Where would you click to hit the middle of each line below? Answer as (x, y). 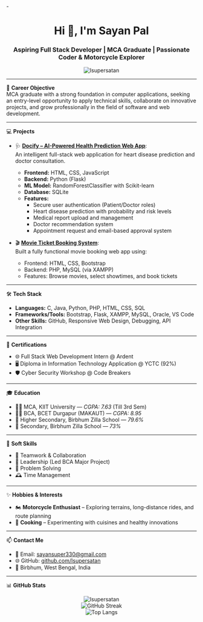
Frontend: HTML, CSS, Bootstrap (65, 263)
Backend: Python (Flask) (55, 179)
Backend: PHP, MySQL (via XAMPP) (69, 270)
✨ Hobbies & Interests (34, 495)
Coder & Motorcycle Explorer (101, 58)
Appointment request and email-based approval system (102, 231)
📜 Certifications (27, 345)
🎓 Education (23, 393)
